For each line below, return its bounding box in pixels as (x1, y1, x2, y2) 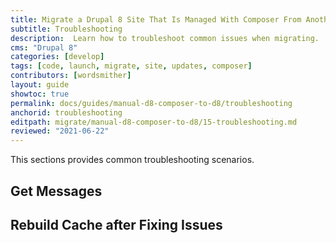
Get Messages (10, 182, 103, 200)
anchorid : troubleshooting (10, 107, 123, 118)
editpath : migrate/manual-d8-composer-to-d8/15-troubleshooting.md (10, 117, 298, 127)
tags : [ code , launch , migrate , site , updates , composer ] (10, 61, 253, 71)
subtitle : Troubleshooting (10, 24, 123, 34)
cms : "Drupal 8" (10, 42, 78, 53)
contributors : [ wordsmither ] (10, 71, 132, 81)
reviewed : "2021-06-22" (10, 126, 110, 136)
